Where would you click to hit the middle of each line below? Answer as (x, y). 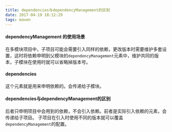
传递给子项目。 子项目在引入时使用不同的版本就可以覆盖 (64, 117)
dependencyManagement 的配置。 (37, 124)
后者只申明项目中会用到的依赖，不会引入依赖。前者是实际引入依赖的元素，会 (86, 111)
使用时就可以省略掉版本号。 (61, 62)
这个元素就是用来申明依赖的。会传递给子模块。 (55, 86)
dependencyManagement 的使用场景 (45, 36)
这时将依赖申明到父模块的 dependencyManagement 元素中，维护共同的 (84, 55)
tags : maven (18, 20)
